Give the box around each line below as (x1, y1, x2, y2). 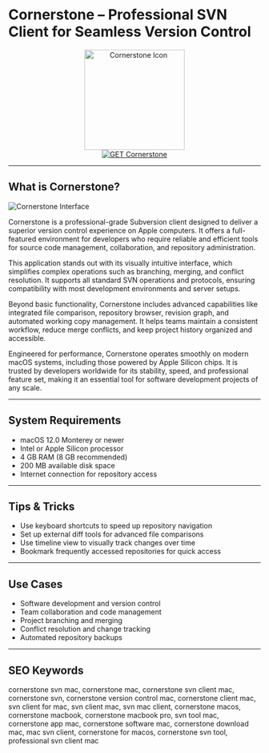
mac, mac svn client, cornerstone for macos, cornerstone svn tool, (8, 727, 228, 737)
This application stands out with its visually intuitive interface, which (8, 258, 233, 268)
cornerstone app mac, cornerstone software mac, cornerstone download (8, 719, 250, 728)
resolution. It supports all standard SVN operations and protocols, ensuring (8, 275, 255, 285)
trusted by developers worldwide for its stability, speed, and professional (8, 366, 249, 375)
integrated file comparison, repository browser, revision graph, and (8, 307, 230, 318)
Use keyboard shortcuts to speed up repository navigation (19, 521, 213, 531)
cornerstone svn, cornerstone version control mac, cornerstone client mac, (8, 694, 256, 702)
